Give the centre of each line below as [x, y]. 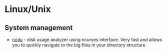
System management [39, 28]
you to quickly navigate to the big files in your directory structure [78, 45]
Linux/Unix [28, 9]
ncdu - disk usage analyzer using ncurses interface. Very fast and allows [87, 39]
